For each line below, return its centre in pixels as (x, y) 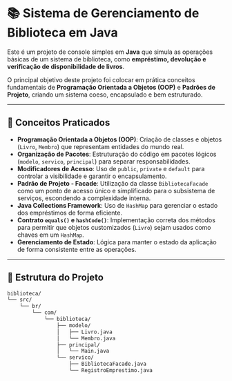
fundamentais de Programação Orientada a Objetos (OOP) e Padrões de (112, 87)
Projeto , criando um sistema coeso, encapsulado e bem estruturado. (105, 95)
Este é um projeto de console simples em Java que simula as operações (110, 52)
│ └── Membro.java (86, 338)
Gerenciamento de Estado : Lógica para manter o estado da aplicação (117, 242)
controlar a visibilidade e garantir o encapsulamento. (92, 176)
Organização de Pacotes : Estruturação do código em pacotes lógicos (117, 154)
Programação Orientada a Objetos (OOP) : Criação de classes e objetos (119, 139)
